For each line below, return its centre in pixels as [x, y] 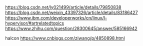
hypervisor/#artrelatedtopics [34, 23]
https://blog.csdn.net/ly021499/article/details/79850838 [63, 7]
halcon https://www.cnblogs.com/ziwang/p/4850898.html [65, 38]
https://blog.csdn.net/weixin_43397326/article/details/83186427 [72, 12]
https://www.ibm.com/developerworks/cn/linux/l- [56, 18]
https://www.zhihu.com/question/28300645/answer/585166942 [71, 28]
